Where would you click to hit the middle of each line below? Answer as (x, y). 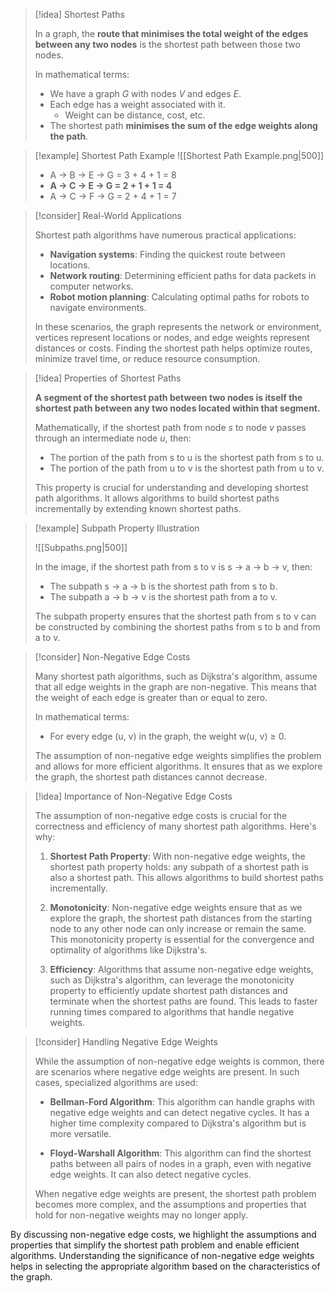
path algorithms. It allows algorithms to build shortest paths (157, 498)
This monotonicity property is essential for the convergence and (182, 939)
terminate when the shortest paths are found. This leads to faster (183, 1001)
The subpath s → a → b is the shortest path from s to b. (163, 586)
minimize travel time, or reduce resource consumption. (147, 358)
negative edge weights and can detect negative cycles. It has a (179, 1112)
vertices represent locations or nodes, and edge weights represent (172, 337)
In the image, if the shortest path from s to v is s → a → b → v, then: (173, 567)
